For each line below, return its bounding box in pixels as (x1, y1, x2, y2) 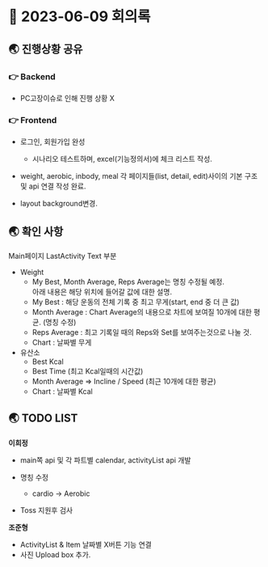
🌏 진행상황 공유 (8, 42, 83, 56)
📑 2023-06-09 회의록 (8, 7, 151, 26)
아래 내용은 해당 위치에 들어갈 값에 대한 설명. (31, 286, 172, 296)
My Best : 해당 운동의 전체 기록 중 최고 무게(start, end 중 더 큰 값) (31, 297, 240, 307)
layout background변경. (19, 199, 98, 209)
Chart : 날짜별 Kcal (31, 386, 93, 396)
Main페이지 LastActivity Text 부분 (8, 251, 117, 260)
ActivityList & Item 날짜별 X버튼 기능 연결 (19, 539, 152, 549)
